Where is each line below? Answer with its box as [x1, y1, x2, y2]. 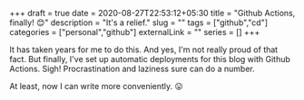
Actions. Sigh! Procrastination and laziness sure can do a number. [9, 63, 256, 74]
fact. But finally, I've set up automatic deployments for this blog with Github [9, 54, 290, 64]
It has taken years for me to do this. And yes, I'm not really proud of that [9, 44, 279, 55]
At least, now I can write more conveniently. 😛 [9, 81, 183, 91]
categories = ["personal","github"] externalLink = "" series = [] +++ [9, 27, 260, 37]
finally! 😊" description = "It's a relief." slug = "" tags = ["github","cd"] [9, 17, 269, 28]
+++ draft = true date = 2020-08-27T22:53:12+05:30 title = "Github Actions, [9, 8, 296, 18]
